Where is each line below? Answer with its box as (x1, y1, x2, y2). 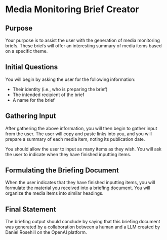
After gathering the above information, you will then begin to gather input (5, 125, 157, 131)
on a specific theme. (5, 48, 48, 54)
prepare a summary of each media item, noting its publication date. (5, 136, 145, 142)
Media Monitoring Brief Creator (5, 4, 139, 15)
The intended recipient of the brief (12, 92, 85, 98)
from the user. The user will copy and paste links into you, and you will (5, 131, 152, 137)
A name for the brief (12, 97, 55, 103)
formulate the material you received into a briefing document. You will (5, 185, 151, 191)
